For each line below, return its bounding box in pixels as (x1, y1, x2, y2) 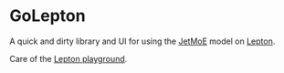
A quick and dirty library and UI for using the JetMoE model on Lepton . (9, 36, 276, 47)
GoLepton (9, 5, 86, 26)
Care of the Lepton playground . (9, 53, 128, 64)
